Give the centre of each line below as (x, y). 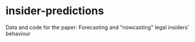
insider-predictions (55, 11)
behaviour (18, 33)
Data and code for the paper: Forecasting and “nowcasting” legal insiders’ (97, 27)
